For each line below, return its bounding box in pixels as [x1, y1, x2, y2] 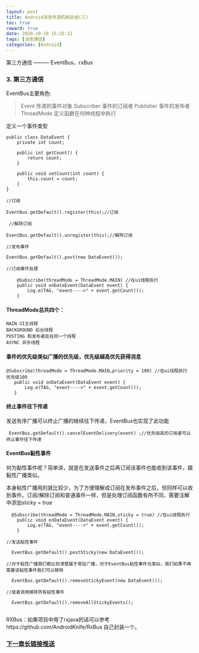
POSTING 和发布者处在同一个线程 [6, 333, 76, 339]
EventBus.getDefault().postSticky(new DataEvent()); [11, 549, 145, 556]
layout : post [6, 8, 38, 15]
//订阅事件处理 [6, 266, 38, 272]
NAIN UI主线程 [6, 321, 38, 327]
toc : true [6, 20, 31, 26]
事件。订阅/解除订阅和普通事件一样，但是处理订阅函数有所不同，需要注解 [11, 491, 190, 499]
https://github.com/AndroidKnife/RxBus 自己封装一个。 [6, 623, 140, 630]
